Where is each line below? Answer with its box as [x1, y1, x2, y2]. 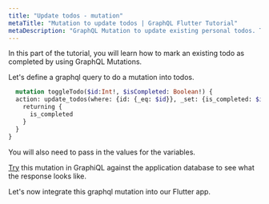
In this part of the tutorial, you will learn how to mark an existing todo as [8, 49, 245, 58]
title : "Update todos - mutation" [8, 11, 124, 20]
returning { [22, 103, 62, 111]
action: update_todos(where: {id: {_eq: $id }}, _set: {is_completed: [15, 95, 252, 104]
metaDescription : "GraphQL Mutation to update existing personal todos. [8, 26, 256, 34]
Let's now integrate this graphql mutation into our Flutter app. [8, 186, 211, 196]
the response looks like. [8, 171, 86, 181]
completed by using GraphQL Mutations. [8, 57, 143, 66]
